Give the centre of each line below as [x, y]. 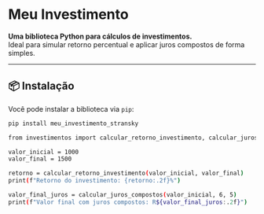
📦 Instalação [41, 86]
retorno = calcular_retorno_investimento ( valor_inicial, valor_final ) [126, 173]
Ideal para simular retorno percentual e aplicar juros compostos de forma [126, 44]
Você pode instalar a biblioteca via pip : [71, 109]
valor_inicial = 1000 [44, 152]
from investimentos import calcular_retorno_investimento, [107, 138]
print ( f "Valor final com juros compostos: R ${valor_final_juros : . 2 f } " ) [128, 202]
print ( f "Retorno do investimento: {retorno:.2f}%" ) [94, 181]
